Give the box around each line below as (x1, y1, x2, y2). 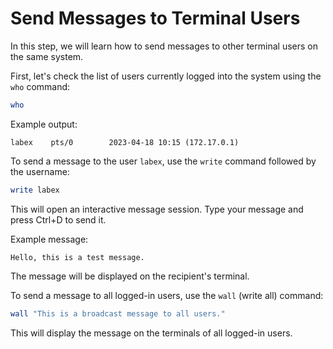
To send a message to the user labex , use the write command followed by (10, 155, 317, 167)
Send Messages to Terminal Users (10, 7, 301, 30)
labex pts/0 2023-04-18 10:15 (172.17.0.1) (10, 137, 240, 147)
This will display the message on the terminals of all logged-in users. (10, 327, 293, 339)
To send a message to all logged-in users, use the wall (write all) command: (10, 289, 324, 301)
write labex (10, 185, 60, 195)
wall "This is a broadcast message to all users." (10, 308, 226, 319)
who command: (10, 80, 71, 92)
